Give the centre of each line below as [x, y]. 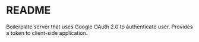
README [29, 10]
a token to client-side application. [47, 33]
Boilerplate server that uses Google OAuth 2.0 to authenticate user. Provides [99, 27]
